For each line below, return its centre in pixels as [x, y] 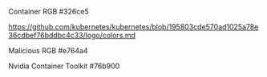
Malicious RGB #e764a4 [48, 50]
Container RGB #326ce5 [49, 12]
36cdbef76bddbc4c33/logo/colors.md [72, 35]
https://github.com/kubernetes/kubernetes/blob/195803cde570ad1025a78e [133, 27]
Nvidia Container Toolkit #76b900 [64, 66]
